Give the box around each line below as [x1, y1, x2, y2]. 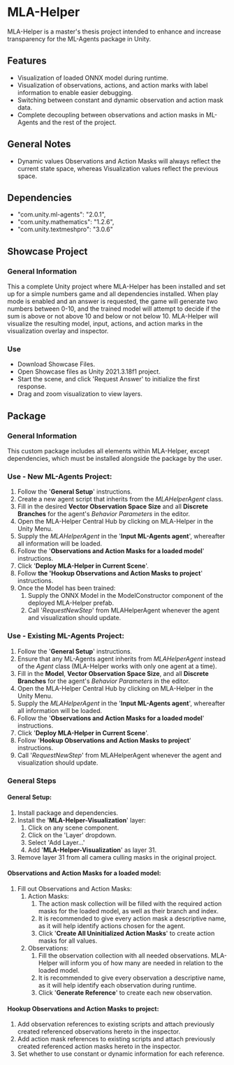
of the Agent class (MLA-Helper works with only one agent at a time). [17, 661, 217, 670]
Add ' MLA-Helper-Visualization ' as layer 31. [27, 846, 157, 854]
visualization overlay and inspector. [7, 327, 109, 335]
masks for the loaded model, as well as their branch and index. [38, 906, 219, 915]
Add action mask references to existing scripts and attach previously [17, 1035, 215, 1043]
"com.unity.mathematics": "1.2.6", [17, 218, 115, 226]
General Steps [7, 776, 57, 786]
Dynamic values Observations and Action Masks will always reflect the [17, 156, 221, 165]
